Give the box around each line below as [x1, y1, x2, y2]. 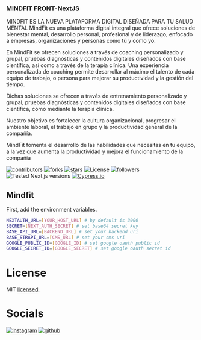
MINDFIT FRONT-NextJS [6, 4, 80, 13]
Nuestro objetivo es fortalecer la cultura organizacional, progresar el [6, 117, 176, 124]
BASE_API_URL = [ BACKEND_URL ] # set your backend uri [6, 228, 138, 235]
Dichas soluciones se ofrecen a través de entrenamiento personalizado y [6, 92, 187, 100]
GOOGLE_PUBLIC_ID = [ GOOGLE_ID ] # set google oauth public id [6, 240, 161, 246]
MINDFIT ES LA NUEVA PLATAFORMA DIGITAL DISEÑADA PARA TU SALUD [6, 18, 194, 25]
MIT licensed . [6, 286, 40, 293]
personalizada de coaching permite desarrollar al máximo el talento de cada [6, 68, 195, 75]
